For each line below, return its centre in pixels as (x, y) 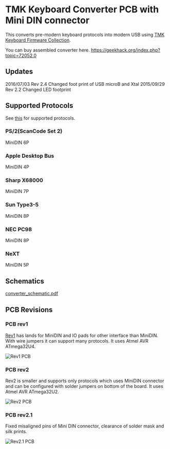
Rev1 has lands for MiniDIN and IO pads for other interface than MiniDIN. (82, 335)
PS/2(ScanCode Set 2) (34, 131)
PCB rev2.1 (19, 415)
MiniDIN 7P (17, 192)
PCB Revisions (29, 310)
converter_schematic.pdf (32, 293)
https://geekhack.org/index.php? (126, 50)
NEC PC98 (19, 229)
